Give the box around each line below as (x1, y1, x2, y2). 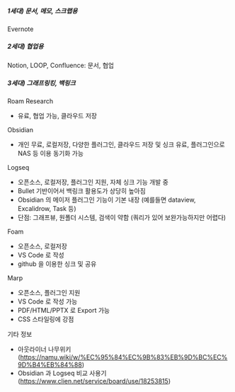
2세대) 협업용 (7, 42, 44, 50)
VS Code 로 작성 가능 (17, 297, 78, 306)
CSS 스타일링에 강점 (17, 315, 74, 323)
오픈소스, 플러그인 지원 (17, 288, 81, 296)
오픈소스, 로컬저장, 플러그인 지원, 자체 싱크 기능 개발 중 (17, 178, 168, 186)
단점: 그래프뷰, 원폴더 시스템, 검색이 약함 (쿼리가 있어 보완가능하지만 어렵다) (17, 213, 227, 221)
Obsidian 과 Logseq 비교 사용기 (17, 369, 108, 377)
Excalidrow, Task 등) (17, 204, 76, 212)
